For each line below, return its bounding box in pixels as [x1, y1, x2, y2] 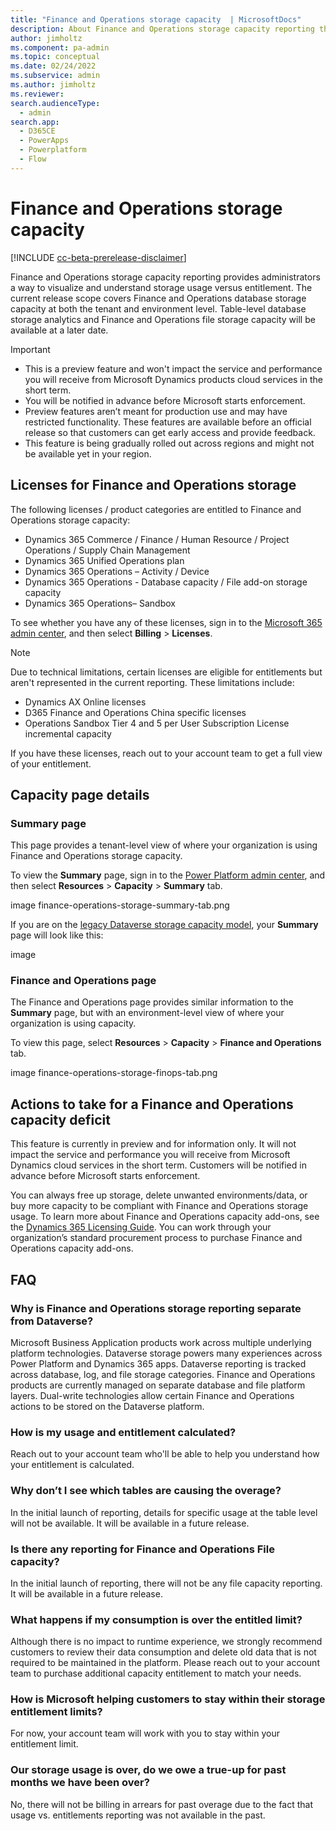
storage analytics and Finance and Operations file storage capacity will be [10, 313, 316, 325]
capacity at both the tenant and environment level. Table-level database [10, 302, 307, 315]
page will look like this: [10, 929, 104, 941]
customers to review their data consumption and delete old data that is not [10, 1646, 317, 1658]
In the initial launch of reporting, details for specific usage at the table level [10, 1506, 318, 1518]
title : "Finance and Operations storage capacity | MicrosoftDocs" [10, 14, 302, 25]
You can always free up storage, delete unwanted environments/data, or [10, 1189, 308, 1201]
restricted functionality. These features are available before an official [24, 416, 312, 428]
